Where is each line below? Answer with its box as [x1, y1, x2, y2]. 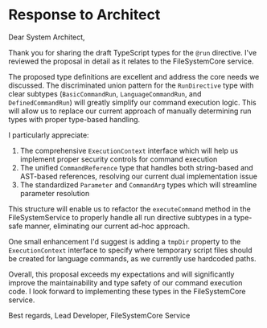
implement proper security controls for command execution [19, 154, 218, 164]
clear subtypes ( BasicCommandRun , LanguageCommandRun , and [8, 88, 202, 98]
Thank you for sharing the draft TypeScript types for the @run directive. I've [8, 47, 257, 57]
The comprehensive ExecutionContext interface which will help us [19, 146, 239, 155]
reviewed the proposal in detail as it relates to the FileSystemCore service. [8, 56, 254, 66]
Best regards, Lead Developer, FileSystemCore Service [8, 310, 191, 320]
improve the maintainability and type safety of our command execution [8, 277, 243, 287]
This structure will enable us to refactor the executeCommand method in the [8, 203, 251, 214]
